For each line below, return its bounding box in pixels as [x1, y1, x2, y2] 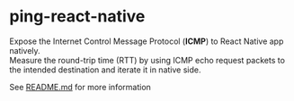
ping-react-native [9, 6, 146, 27]
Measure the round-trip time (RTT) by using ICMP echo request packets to [9, 55, 286, 65]
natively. [9, 45, 40, 55]
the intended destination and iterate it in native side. [9, 64, 201, 75]
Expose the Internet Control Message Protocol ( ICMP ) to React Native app [9, 36, 284, 46]
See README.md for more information [9, 81, 151, 92]
